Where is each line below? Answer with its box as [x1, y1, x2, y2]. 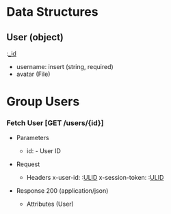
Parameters [16, 134, 49, 142]
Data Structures [6, 4, 98, 20]
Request [16, 160, 40, 168]
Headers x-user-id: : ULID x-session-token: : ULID [26, 174, 164, 182]
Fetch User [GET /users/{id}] [6, 118, 104, 128]
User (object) [6, 31, 64, 43]
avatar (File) [16, 70, 51, 78]
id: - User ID [26, 147, 61, 155]
